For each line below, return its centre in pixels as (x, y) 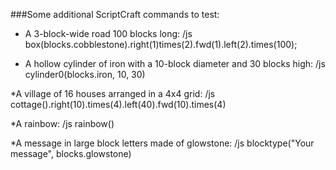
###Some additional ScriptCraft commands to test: (115, 14)
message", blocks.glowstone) (71, 153)
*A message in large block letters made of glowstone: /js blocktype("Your (162, 143)
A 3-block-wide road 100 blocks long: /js (108, 33)
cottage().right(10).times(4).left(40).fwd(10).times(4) (118, 104)
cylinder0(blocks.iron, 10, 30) (85, 74)
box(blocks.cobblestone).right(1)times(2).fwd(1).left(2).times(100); (161, 44)
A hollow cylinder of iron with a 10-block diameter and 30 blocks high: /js (175, 63)
